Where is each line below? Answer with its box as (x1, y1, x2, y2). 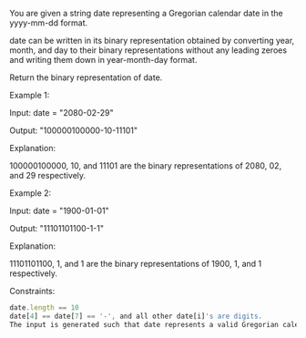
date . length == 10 (9, 303, 79, 312)
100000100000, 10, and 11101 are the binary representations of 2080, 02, (9, 160, 282, 171)
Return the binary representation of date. (9, 72, 163, 83)
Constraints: (9, 286, 56, 296)
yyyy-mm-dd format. (9, 17, 88, 28)
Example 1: (9, 90, 50, 100)
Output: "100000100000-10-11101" (9, 125, 138, 136)
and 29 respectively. (9, 170, 87, 180)
